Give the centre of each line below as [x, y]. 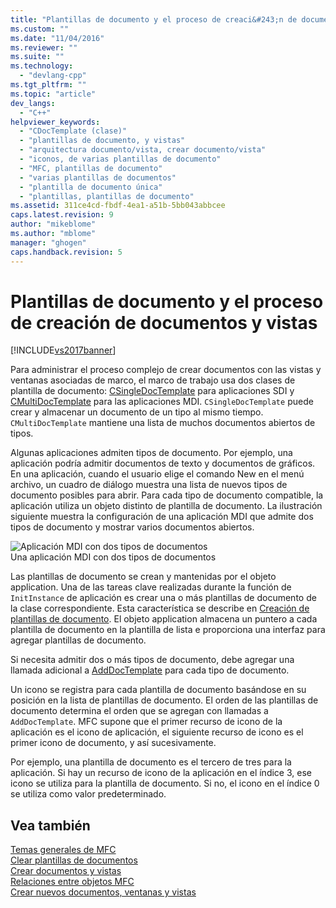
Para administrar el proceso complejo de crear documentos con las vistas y [166, 370]
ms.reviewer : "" [44, 47]
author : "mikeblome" [53, 224]
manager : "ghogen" [48, 242]
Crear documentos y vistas [66, 871]
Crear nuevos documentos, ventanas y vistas [103, 892]
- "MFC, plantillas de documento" [91, 168]
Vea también [50, 825]
